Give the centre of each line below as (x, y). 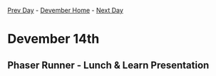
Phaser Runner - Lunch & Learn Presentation (108, 65)
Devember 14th (53, 39)
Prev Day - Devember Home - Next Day (65, 10)
